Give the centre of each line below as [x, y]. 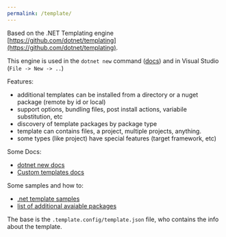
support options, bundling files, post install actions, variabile [102, 109]
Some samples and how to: [46, 185]
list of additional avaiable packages [67, 205]
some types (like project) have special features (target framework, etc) [117, 138]
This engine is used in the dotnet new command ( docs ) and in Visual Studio [113, 61]
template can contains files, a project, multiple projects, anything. [109, 131]
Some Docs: [24, 151]
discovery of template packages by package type [87, 123]
